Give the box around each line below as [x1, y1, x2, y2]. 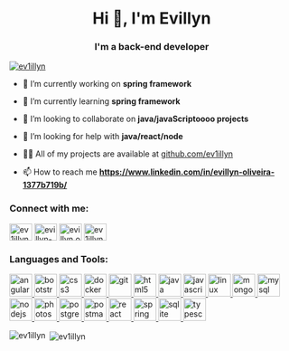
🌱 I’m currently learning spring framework [22, 96, 181, 107]
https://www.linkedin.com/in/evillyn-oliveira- [98, 166, 275, 177]
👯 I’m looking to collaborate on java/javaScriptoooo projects [22, 113, 249, 125]
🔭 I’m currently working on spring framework [22, 79, 192, 90]
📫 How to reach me [22, 166, 98, 177]
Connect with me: [9, 203, 89, 215]
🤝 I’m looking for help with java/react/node [22, 131, 183, 142]
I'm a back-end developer [94, 41, 210, 53]
